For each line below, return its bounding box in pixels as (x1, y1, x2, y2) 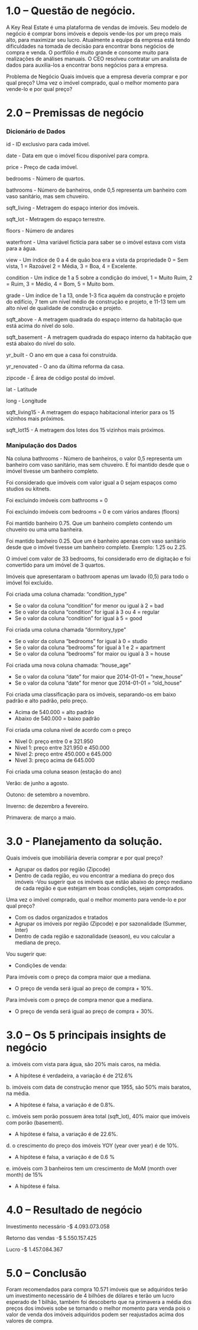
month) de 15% (6, 1171, 43, 1178)
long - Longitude (6, 398, 47, 405)
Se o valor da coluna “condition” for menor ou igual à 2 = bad (14, 602, 164, 609)
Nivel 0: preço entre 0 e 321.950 (14, 738, 93, 745)
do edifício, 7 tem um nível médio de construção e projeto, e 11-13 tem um (6, 298, 186, 305)
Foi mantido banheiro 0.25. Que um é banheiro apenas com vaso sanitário (6, 537, 186, 544)
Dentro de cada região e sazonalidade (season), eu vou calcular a (14, 932, 176, 940)
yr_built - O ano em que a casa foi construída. (6, 351, 118, 359)
